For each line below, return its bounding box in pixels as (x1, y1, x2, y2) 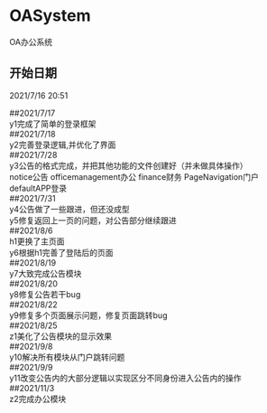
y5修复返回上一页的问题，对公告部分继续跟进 (9, 214, 178, 226)
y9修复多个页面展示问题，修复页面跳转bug (9, 309, 168, 321)
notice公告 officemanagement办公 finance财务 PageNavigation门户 (9, 171, 259, 182)
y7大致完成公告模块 (9, 268, 82, 278)
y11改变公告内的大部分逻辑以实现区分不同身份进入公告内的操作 (9, 372, 242, 383)
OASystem (9, 5, 91, 26)
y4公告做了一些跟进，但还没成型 (9, 203, 130, 214)
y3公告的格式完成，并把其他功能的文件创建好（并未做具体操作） (9, 160, 248, 171)
